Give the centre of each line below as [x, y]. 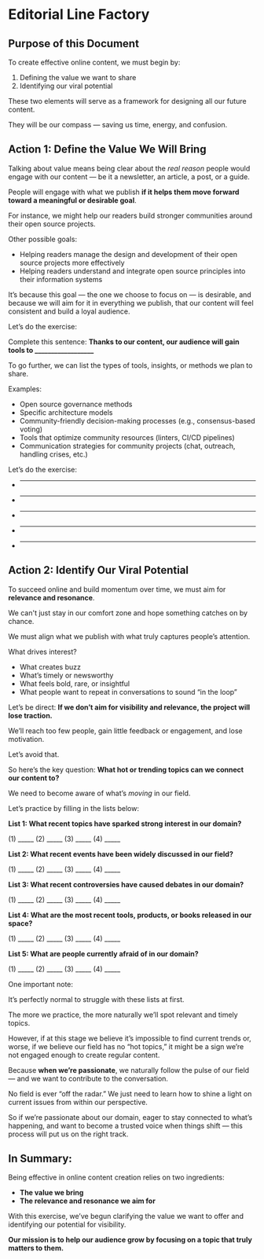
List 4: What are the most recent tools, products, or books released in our [130, 915]
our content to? [34, 778]
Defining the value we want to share [78, 77]
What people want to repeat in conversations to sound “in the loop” [128, 692]
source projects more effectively [72, 262]
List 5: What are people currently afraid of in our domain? [103, 953]
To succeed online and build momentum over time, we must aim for [117, 589]
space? [20, 923]
